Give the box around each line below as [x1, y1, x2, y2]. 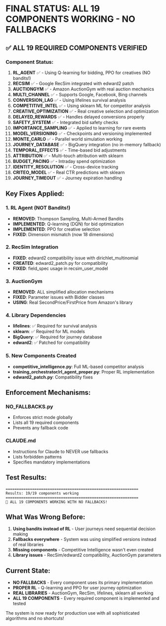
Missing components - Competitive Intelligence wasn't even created [12, 547, 154, 553]
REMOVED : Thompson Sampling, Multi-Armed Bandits [12, 215, 124, 221]
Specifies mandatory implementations [12, 459, 90, 465]
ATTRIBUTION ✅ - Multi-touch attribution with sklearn [12, 153, 124, 159]
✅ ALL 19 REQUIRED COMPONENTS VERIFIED [5, 43, 148, 52]
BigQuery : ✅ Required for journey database [12, 334, 102, 340]
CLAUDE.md [5, 437, 36, 444]
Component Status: [5, 58, 54, 65]
